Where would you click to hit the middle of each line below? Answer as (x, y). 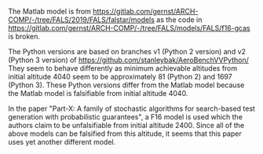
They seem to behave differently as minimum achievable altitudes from (123, 68)
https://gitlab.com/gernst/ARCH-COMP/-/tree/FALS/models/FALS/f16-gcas (129, 28)
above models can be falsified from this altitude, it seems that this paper (125, 134)
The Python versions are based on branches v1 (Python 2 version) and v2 (127, 51)
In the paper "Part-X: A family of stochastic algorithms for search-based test (131, 108)
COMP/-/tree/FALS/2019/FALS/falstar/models (82, 20)
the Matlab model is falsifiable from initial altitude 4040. (98, 93)
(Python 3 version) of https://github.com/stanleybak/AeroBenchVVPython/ (129, 60)
